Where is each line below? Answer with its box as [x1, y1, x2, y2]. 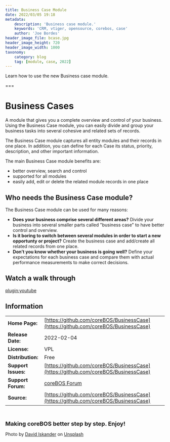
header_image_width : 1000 [5, 45, 60, 50]
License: [8, 346, 29, 353]
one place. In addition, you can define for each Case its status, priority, [5, 143, 153, 149]
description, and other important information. [5, 149, 99, 155]
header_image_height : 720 [5, 40, 60, 45]
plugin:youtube [5, 287, 37, 293]
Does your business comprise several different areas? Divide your [12, 217, 154, 222]
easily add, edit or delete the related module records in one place [12, 179, 149, 185]
